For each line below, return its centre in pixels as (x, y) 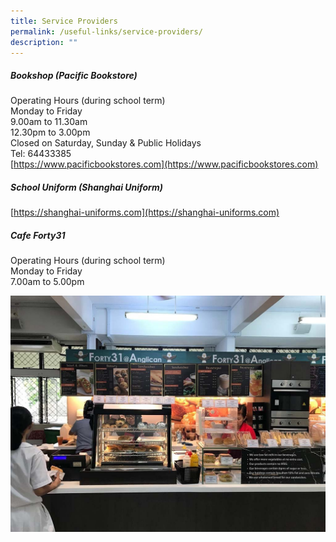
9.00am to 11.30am (49, 122)
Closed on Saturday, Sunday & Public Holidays (106, 143)
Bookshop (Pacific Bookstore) (74, 75)
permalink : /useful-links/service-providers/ (106, 31)
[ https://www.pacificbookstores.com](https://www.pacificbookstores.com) (164, 164)
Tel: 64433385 (41, 154)
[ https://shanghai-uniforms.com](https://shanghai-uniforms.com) (145, 212)
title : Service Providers (64, 21)
